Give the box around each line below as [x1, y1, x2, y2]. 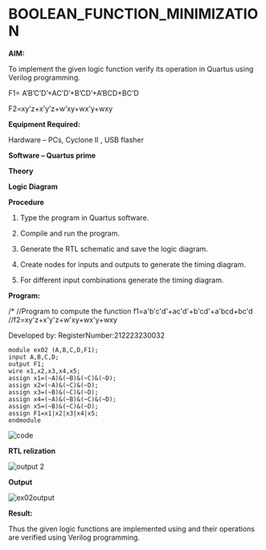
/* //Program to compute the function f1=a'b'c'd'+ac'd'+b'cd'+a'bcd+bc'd [8, 306, 253, 316]
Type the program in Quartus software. [19, 212, 149, 222]
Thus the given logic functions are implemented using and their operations [8, 523, 256, 533]
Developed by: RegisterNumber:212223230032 [8, 330, 166, 340]
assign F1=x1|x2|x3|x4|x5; [8, 409, 99, 417]
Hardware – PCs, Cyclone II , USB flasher [8, 134, 145, 145]
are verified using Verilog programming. [8, 532, 141, 542]
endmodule [8, 416, 42, 425]
